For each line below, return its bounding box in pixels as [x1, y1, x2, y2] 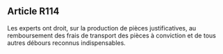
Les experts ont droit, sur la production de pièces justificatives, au [7, 24, 197, 32]
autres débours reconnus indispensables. [7, 38, 126, 47]
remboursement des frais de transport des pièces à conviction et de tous [7, 31, 217, 39]
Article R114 [7, 6, 60, 17]
